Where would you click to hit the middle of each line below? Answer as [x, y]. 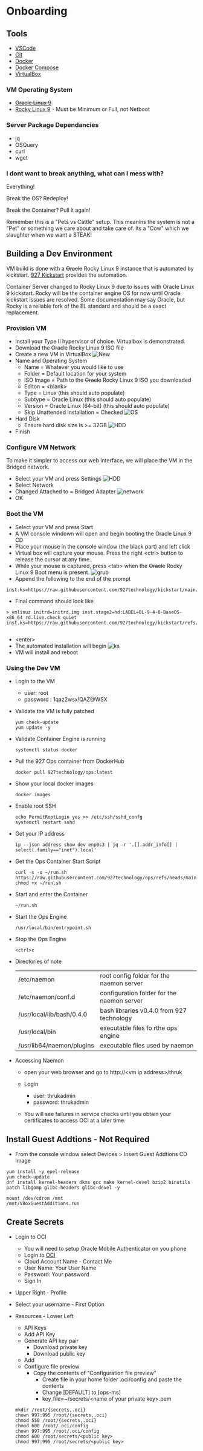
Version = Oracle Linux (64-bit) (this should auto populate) [97, 406]
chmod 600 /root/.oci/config [52, 1426]
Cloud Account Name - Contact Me [68, 1261]
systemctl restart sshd [45, 822]
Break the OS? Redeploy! [37, 198]
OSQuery [26, 144]
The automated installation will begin [61, 646]
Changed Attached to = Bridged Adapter [65, 492]
